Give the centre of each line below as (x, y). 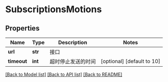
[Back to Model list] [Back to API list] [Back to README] (64, 74)
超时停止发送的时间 (73, 61)
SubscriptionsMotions (54, 9)
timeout (17, 61)
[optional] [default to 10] (130, 61)
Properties (22, 28)
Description (73, 43)
